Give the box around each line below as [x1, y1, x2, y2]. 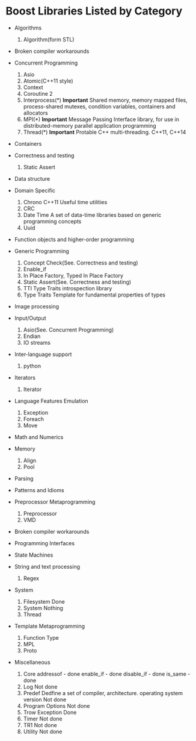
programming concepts [23, 217, 82, 225]
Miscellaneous [14, 658, 51, 666]
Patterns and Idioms [14, 486, 64, 493]
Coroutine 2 [23, 90, 53, 97]
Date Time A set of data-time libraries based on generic [23, 211, 162, 218]
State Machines [14, 551, 54, 558]
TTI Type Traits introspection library [23, 284, 112, 292]
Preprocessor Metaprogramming [14, 498, 96, 505]
